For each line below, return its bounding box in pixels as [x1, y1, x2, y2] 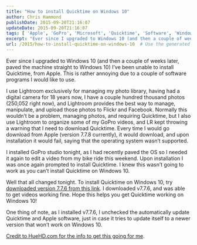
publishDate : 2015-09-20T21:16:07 [6, 19, 91, 25]
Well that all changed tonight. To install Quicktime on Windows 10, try [6, 178, 173, 185]
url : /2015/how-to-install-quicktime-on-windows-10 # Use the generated [6, 42, 191, 47]
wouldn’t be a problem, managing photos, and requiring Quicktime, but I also [6, 112, 191, 119]
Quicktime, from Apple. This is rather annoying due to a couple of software [6, 70, 186, 77]
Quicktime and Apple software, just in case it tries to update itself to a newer [6, 215, 191, 222]
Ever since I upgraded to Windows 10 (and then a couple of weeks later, [6, 57, 180, 64]
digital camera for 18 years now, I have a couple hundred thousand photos [6, 93, 185, 100]
